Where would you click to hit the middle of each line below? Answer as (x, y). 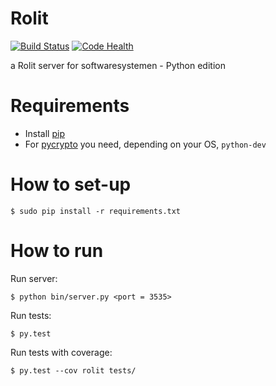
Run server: (34, 278)
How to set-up (71, 184)
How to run (57, 251)
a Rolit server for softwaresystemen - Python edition (118, 65)
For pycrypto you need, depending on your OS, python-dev (145, 144)
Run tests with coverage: (61, 352)
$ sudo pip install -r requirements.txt (96, 211)
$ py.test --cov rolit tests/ (73, 370)
